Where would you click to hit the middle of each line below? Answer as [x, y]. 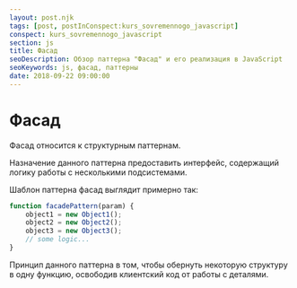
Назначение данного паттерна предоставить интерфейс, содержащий [144, 162]
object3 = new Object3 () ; [74, 231]
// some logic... [58, 240]
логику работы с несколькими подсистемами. [98, 172]
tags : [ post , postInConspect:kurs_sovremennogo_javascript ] [124, 26]
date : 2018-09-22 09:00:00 [60, 76]
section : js [31, 43]
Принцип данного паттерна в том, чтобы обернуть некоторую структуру [149, 265]
